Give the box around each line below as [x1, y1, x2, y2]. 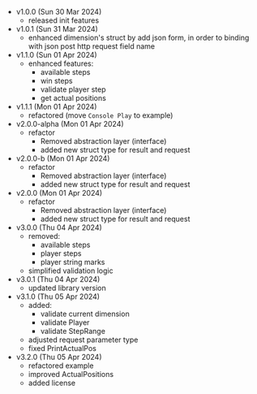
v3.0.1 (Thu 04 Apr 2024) [15, 275, 101, 284]
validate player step [40, 84, 106, 94]
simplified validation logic [28, 266, 114, 275]
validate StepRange [40, 327, 105, 336]
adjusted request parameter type [28, 335, 139, 344]
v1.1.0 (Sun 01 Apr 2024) [15, 50, 97, 59]
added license [28, 378, 76, 388]
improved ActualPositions [28, 370, 114, 379]
